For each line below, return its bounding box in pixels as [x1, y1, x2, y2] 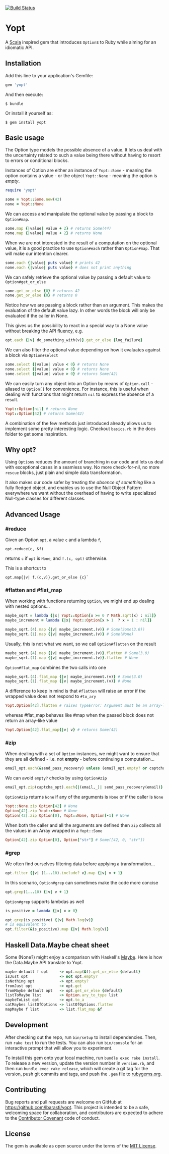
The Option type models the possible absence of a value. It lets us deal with [5, 147, 162, 153]
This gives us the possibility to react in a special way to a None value [5, 323, 148, 329]
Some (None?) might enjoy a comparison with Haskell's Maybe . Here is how [5, 954, 162, 960]
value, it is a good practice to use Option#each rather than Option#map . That [5, 245, 160, 251]
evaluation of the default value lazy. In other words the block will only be [5, 307, 155, 313]
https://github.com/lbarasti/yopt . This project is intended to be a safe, [5, 1104, 149, 1110]
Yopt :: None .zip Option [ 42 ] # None [5, 804, 78, 809]
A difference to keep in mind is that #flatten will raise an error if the [5, 688, 146, 694]
